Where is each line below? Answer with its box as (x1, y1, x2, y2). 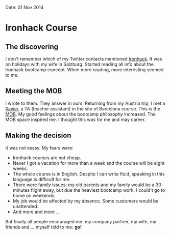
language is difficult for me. (12, 176, 70, 182)
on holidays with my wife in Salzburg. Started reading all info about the (5, 61, 154, 67)
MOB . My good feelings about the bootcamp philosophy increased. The (5, 111, 156, 117)
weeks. (12, 165, 28, 171)
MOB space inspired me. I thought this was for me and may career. (5, 116, 146, 123)
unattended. (12, 203, 39, 209)
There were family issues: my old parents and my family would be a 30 (12, 182, 162, 188)
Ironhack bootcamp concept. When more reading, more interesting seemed (5, 67, 164, 73)
